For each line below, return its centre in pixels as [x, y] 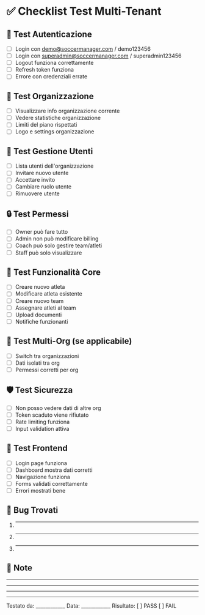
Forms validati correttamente [52, 483]
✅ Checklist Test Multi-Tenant [84, 11]
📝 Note [19, 568]
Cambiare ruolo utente [43, 187]
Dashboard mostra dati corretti [54, 470]
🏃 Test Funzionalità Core [53, 272]
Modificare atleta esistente [49, 294]
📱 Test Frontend [37, 448]
